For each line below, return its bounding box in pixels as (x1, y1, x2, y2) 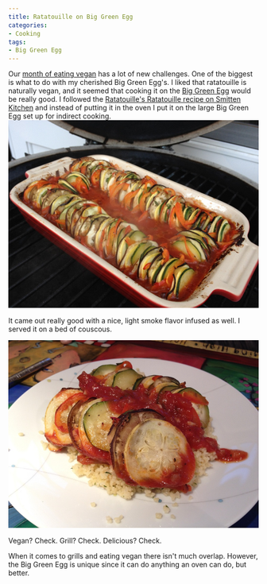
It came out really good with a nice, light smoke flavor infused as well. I (8, 316, 241, 326)
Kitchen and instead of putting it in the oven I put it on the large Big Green (8, 103, 249, 113)
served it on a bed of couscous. (8, 324, 113, 334)
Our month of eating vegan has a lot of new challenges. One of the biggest (8, 69, 253, 79)
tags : (8, 38, 26, 46)
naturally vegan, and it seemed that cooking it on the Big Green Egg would (8, 86, 252, 95)
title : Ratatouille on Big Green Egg (8, 13, 133, 21)
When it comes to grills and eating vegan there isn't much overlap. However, (8, 551, 258, 561)
